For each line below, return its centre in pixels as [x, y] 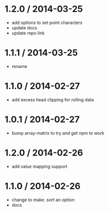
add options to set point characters [47, 23]
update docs [24, 27]
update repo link [28, 33]
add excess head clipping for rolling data [53, 99]
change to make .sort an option [43, 200]
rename [19, 66]
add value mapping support [39, 166]
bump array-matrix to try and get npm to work [58, 133]
